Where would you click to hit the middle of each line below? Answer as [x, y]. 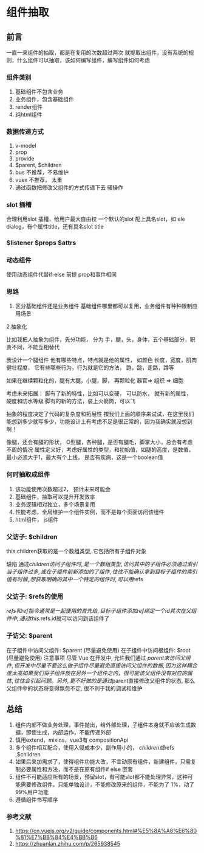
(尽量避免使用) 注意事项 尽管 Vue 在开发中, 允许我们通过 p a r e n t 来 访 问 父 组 [99, 658]
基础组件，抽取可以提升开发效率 [55, 497]
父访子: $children [32, 537]
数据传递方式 [25, 132]
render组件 [29, 107]
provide [25, 158]
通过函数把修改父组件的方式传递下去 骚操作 [69, 187]
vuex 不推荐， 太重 [39, 179]
